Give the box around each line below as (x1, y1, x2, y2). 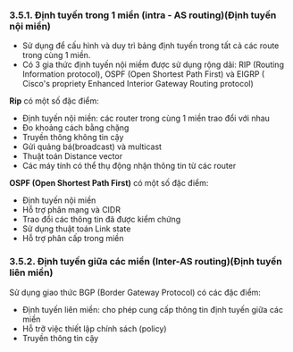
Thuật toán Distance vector (21, 151, 123, 162)
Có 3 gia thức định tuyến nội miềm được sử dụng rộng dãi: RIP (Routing (21, 59, 284, 71)
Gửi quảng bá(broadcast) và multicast (21, 141, 163, 152)
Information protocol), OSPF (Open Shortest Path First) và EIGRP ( (21, 69, 265, 80)
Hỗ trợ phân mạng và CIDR (21, 205, 121, 215)
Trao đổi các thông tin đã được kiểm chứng (21, 214, 181, 225)
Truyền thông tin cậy (21, 332, 99, 343)
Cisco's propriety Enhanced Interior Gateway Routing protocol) (21, 79, 255, 89)
